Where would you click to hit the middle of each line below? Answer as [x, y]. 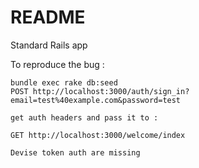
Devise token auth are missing [75, 152]
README [48, 17]
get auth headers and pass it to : [84, 117]
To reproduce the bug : [57, 64]
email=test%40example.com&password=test [96, 100]
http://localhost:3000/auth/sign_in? [111, 91]
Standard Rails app [49, 45]
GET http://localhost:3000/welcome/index [98, 135]
